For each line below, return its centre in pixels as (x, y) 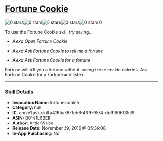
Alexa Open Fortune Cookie (40, 41)
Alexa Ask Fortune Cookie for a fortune (51, 60)
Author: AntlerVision (33, 123)
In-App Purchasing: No (36, 133)
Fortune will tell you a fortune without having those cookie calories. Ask (76, 70)
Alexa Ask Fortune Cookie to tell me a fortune (57, 51)
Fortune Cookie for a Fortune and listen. (45, 74)
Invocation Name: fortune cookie (45, 103)
